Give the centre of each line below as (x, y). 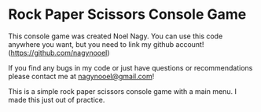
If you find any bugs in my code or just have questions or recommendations (130, 67)
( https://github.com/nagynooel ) (59, 52)
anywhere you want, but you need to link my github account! (106, 44)
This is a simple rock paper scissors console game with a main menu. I (123, 91)
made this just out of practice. (57, 99)
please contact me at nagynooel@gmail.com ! (81, 76)
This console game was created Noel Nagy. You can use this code (116, 36)
